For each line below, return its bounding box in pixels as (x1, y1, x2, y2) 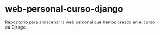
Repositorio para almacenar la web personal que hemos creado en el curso (5, 19, 155, 25)
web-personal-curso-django (5, 3, 123, 14)
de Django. (5, 24, 27, 30)
